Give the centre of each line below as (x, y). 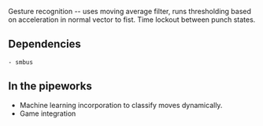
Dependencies (44, 44)
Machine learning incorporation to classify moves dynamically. (121, 105)
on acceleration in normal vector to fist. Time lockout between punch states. (132, 20)
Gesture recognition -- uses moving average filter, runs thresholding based (130, 11)
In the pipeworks (50, 86)
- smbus (21, 62)
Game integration (48, 113)
